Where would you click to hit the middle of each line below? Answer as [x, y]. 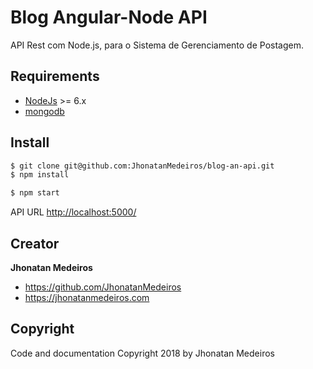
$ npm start [35, 193]
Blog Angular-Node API [109, 17]
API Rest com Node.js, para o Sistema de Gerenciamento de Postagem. [157, 45]
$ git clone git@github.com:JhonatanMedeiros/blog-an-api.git [142, 166]
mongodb [44, 111]
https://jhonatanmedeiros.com [87, 297]
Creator [35, 243]
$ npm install [40, 175]
